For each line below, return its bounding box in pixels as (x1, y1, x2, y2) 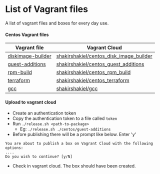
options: (5, 145, 23, 150)
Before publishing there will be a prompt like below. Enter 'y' (12, 131, 136, 137)
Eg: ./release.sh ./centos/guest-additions (19, 126, 111, 132)
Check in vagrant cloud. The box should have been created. (12, 163, 136, 169)
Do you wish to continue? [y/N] (5, 154, 72, 159)
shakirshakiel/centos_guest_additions (56, 61, 144, 68)
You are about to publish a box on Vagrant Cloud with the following (5, 141, 153, 146)
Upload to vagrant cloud (5, 99, 56, 105)
